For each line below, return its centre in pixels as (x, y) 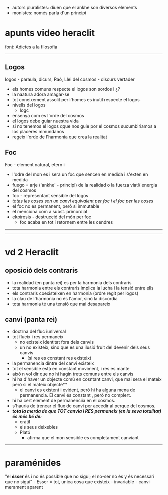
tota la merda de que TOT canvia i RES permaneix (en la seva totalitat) (87, 411)
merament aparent (24, 487)
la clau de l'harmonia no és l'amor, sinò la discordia (65, 298)
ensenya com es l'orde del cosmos (48, 115)
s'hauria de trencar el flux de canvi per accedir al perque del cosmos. (84, 406)
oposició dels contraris (42, 270)
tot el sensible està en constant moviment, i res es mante (71, 369)
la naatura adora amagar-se (41, 94)
